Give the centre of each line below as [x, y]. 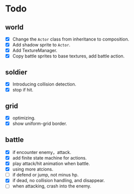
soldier [16, 72]
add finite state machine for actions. [49, 158]
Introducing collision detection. [44, 84]
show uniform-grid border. [40, 123]
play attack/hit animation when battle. [51, 163]
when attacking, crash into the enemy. [52, 186]
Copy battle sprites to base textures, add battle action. [68, 56]
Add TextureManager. [35, 50]
